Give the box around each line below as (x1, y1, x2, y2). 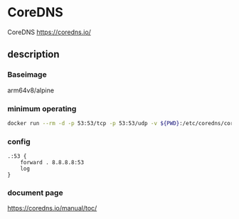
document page (7, 188, 63, 198)
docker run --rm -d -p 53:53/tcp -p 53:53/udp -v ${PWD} (7, 119, 180, 127)
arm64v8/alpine (7, 86, 55, 95)
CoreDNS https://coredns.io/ (7, 28, 91, 36)
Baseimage (7, 70, 48, 80)
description (7, 48, 60, 60)
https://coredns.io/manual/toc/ (7, 204, 97, 213)
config (7, 137, 31, 146)
